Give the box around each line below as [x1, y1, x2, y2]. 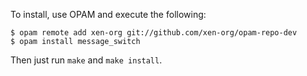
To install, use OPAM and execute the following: [10, 9, 207, 20]
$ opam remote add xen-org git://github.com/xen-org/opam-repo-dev [10, 28, 298, 38]
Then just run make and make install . [10, 54, 163, 66]
